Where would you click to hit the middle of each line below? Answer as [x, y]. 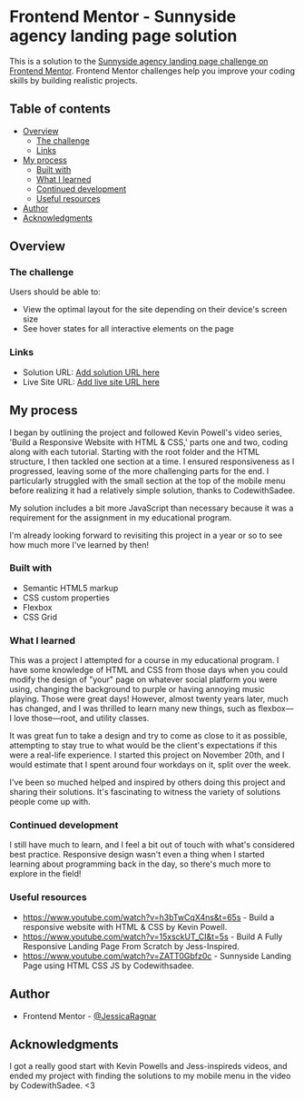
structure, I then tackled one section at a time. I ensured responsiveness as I [152, 461]
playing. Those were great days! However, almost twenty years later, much [149, 699]
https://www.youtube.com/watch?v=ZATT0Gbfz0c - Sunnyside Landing [157, 956]
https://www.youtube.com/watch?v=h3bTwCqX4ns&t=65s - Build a [148, 917]
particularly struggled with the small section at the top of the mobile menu [147, 481]
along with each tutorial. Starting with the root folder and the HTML [135, 451]
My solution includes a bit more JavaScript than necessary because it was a [152, 508]
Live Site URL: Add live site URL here [91, 382]
